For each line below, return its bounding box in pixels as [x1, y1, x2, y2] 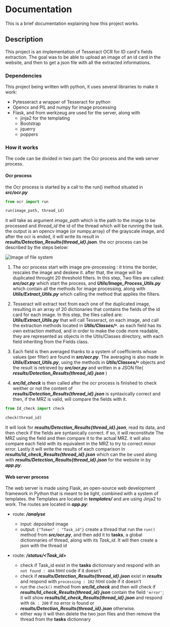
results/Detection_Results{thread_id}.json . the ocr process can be [5, 239, 148, 245]
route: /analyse [12, 511, 46, 517]
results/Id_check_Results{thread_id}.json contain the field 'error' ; [20, 589, 164, 595]
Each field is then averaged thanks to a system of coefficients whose [12, 349, 157, 355]
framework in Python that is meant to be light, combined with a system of [5, 490, 159, 496]
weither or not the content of [12, 385, 73, 392]
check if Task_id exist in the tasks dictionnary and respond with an [20, 562, 160, 569]
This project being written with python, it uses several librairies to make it [5, 84, 158, 90]
